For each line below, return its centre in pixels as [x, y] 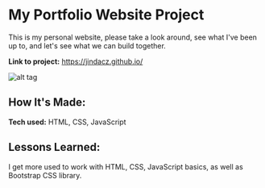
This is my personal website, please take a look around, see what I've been [133, 37]
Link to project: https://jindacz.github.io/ [76, 61]
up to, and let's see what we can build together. [87, 45]
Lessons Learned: [54, 147]
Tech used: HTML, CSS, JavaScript [67, 122]
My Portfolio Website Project [106, 15]
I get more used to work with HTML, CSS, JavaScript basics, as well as [126, 166]
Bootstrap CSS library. [45, 175]
